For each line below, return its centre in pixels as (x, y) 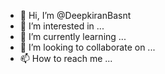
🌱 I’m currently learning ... (73, 36)
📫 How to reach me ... (66, 58)
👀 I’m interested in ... (62, 26)
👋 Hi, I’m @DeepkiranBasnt (75, 15)
